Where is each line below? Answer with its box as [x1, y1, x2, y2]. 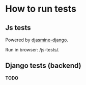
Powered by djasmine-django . [5, 37, 69, 43]
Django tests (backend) [5, 62, 81, 70]
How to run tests [5, 3, 76, 15]
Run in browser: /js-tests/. [5, 47, 60, 52]
